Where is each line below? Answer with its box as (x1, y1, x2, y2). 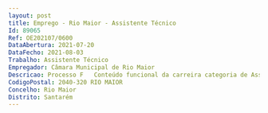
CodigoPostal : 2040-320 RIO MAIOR (8, 78, 124, 86)
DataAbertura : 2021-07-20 (8, 41, 94, 49)
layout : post (8, 11, 52, 20)
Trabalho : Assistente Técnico (8, 56, 109, 64)
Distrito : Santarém (8, 93, 73, 101)
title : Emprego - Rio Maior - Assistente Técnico (8, 19, 177, 27)
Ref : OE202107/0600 (8, 33, 73, 42)
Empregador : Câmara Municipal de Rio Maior (8, 64, 156, 72)
